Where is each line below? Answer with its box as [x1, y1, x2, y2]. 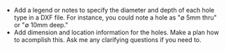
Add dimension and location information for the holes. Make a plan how [13, 28, 220, 36]
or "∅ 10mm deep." [13, 21, 68, 29]
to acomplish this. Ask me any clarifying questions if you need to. [13, 36, 202, 44]
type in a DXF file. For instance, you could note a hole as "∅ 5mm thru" [13, 13, 218, 22]
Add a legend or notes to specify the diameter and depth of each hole [13, 6, 215, 14]
